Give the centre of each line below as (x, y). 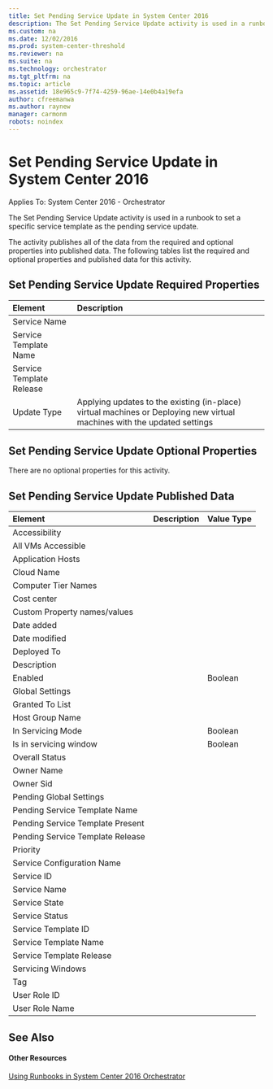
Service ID (32, 877)
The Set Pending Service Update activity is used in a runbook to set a (125, 217)
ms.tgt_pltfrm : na (39, 76)
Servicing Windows (50, 969)
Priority (26, 850)
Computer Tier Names (55, 586)
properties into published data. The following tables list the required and (129, 250)
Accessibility (37, 533)
